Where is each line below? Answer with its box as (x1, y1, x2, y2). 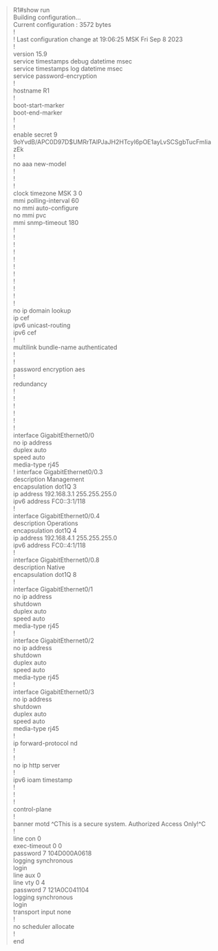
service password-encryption (12, 72, 98, 80)
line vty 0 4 (12, 879, 45, 886)
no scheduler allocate (12, 923, 75, 930)
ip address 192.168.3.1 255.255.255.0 (12, 490, 118, 498)
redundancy (12, 380, 47, 388)
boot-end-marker (12, 108, 63, 117)
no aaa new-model (12, 160, 67, 168)
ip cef (12, 314, 30, 322)
